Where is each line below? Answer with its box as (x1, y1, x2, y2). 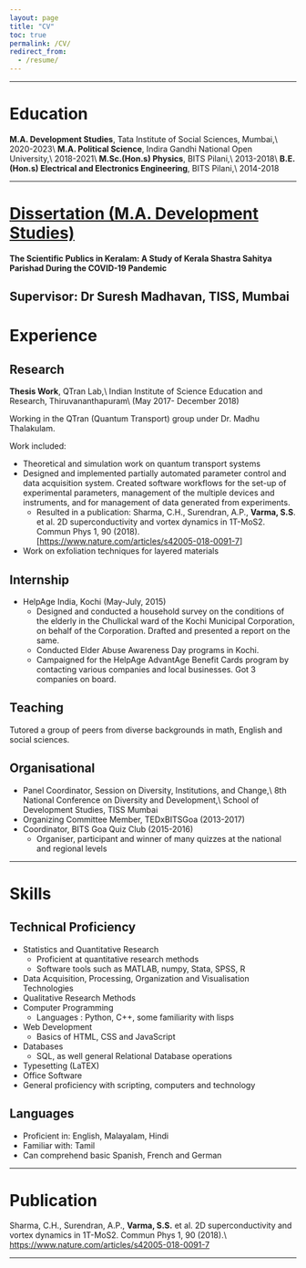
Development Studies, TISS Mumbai (22, 804, 158, 815)
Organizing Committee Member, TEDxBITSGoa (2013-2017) (22, 814, 246, 825)
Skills (9, 883, 52, 904)
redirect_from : (9, 47, 67, 57)
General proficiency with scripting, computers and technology (22, 1079, 256, 1090)
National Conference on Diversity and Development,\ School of (22, 795, 260, 805)
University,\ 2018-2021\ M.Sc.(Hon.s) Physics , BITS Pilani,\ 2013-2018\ (9, 152, 278, 164)
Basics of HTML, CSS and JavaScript (36, 1031, 176, 1042)
